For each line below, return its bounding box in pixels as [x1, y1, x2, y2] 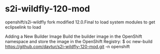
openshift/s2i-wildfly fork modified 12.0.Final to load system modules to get [5, 19, 156, 25]
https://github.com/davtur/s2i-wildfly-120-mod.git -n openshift [5, 43, 130, 49]
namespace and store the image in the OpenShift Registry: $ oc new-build [5, 38, 153, 44]
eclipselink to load [5, 24, 41, 30]
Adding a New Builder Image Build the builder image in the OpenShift [5, 33, 143, 39]
